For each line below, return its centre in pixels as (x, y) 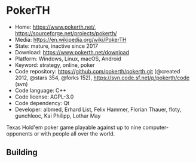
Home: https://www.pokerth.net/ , (56, 27)
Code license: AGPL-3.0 (44, 97)
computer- (156, 127)
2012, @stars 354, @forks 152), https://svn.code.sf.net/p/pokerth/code (102, 78)
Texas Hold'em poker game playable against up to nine (74, 127)
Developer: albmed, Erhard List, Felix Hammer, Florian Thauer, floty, (98, 109)
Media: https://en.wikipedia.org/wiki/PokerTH (71, 39)
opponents (19, 133)
